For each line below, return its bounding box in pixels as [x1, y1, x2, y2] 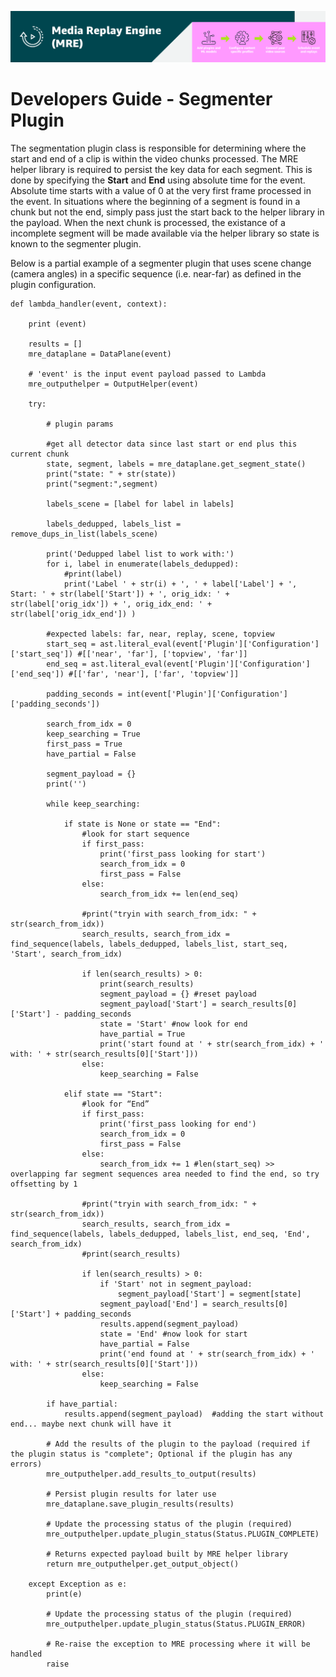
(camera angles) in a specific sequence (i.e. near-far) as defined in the [10, 268, 302, 280]
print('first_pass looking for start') [99, 849, 267, 860]
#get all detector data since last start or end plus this [46, 439, 298, 450]
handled [10, 1649, 43, 1660]
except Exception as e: [28, 1579, 128, 1590]
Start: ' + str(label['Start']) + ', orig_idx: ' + [10, 589, 230, 600]
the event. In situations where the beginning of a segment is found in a [10, 196, 301, 208]
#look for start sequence [81, 829, 190, 840]
